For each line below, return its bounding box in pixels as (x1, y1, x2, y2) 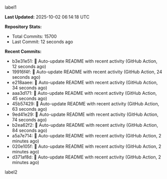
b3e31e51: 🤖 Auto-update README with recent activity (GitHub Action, (12, 58, 157, 64)
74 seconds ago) (12, 117, 47, 122)
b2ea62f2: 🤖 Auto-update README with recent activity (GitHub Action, (12, 122, 158, 128)
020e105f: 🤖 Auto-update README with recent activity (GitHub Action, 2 (12, 143, 161, 149)
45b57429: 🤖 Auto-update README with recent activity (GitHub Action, (12, 101, 159, 107)
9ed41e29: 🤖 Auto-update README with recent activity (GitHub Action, (12, 111, 158, 117)
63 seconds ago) (12, 106, 47, 112)
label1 (5, 5, 17, 10)
